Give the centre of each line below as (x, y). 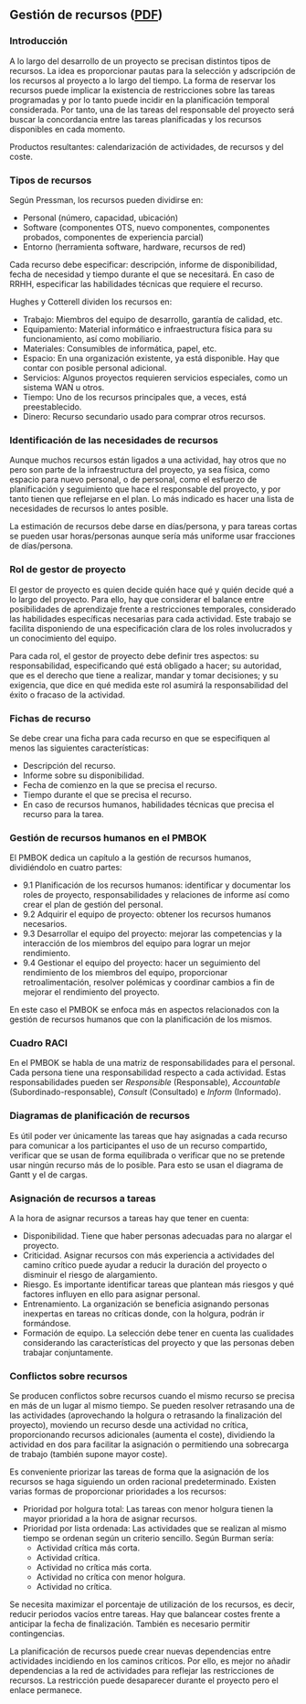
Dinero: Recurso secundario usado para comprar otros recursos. (144, 416)
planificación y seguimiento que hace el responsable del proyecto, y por (145, 489)
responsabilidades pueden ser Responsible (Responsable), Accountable (145, 1082)
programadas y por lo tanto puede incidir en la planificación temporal (139, 100)
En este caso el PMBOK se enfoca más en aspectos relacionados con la (145, 1010)
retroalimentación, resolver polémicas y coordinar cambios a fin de (149, 983)
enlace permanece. (46, 1690)
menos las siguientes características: (79, 748)
